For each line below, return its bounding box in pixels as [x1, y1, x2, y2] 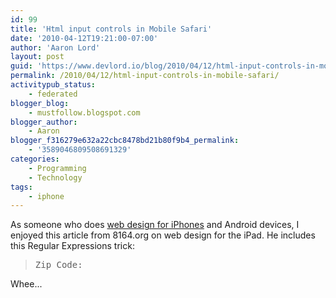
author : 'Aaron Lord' [10, 42, 101, 53]
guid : [10, 61, 33, 71]
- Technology [28, 172, 83, 183]
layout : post [10, 52, 65, 62]
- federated [28, 89, 78, 99]
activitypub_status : [10, 80, 97, 90]
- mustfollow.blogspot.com [28, 107, 141, 118]
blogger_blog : [10, 98, 70, 108]
